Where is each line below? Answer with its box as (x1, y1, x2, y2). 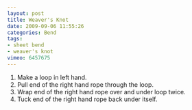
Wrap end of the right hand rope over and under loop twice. (16, 87, 187, 96)
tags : (7, 36, 23, 42)
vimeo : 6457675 (7, 55, 51, 61)
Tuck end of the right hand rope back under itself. (16, 95, 158, 103)
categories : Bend (7, 29, 57, 36)
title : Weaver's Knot (7, 16, 69, 23)
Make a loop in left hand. (16, 73, 87, 81)
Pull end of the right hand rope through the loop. (16, 80, 154, 89)
